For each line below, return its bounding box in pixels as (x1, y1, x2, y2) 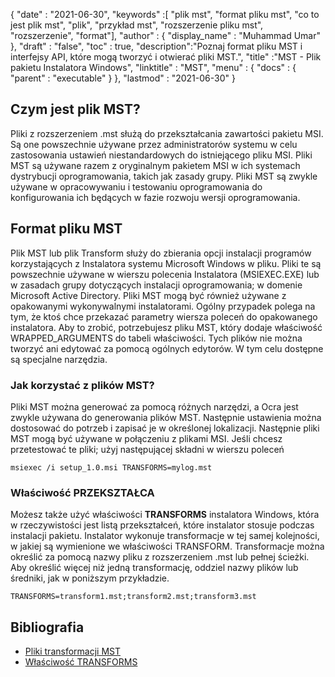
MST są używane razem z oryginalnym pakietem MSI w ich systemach (10, 159, 301, 171)
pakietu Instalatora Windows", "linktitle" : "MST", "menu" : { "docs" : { (10, 62, 297, 73)
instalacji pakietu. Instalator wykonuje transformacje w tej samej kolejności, (10, 530, 320, 542)
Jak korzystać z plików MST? (10, 378, 155, 392)
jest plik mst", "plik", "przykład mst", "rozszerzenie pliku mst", (10, 19, 264, 31)
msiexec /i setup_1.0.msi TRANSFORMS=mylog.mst (10, 462, 213, 473)
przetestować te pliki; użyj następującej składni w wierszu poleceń (10, 443, 285, 455)
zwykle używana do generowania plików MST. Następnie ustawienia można (10, 411, 322, 423)
